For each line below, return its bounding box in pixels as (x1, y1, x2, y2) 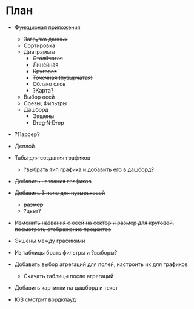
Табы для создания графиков (14, 154, 90, 161)
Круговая (32, 67, 57, 74)
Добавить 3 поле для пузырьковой (14, 189, 105, 197)
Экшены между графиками (14, 237, 85, 244)
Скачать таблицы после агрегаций (23, 272, 113, 279)
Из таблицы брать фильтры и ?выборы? (14, 249, 118, 256)
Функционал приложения (14, 24, 81, 31)
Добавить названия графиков (14, 177, 92, 184)
